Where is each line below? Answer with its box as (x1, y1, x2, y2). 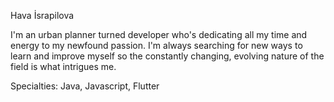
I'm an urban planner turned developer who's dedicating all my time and (10, 29, 308, 40)
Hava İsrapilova (10, 10, 75, 21)
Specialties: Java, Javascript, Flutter (10, 80, 160, 92)
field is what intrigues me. (10, 61, 117, 72)
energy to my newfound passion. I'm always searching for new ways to (10, 40, 303, 51)
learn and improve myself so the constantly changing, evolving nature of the (10, 50, 325, 62)
